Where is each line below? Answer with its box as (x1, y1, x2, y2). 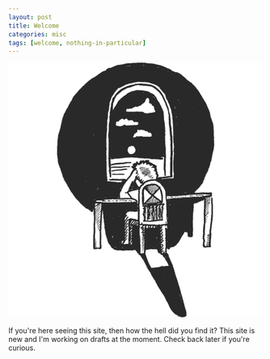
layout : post (8, 13, 53, 21)
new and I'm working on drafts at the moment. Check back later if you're (8, 335, 251, 344)
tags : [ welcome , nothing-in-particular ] (8, 39, 147, 47)
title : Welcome (8, 21, 60, 30)
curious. (8, 343, 36, 353)
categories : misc (8, 30, 67, 38)
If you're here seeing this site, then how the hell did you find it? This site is (8, 326, 255, 335)
